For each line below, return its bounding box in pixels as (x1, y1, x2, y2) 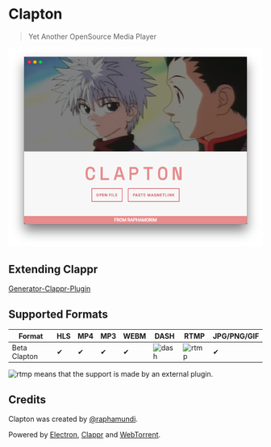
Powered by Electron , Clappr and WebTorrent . (8, 430, 161, 440)
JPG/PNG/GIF (212, 331, 260, 340)
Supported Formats (8, 307, 109, 321)
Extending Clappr (8, 262, 98, 276)
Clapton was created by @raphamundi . (8, 414, 139, 424)
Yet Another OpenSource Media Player (27, 32, 157, 41)
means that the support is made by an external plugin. (33, 369, 214, 379)
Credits (8, 393, 47, 407)
